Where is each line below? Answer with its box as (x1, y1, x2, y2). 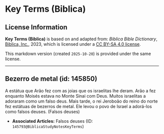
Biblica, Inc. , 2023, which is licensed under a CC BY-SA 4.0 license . (5, 41, 141, 47)
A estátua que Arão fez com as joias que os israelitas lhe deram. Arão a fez (5, 87, 156, 94)
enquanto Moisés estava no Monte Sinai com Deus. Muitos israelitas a (5, 93, 146, 99)
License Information (5, 23, 67, 31)
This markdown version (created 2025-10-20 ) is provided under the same (5, 51, 151, 56)
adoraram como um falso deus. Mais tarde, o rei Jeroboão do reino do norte (5, 98, 158, 104)
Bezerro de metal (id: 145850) (5, 75, 98, 83)
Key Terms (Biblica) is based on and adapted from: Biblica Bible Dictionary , (5, 36, 158, 42)
